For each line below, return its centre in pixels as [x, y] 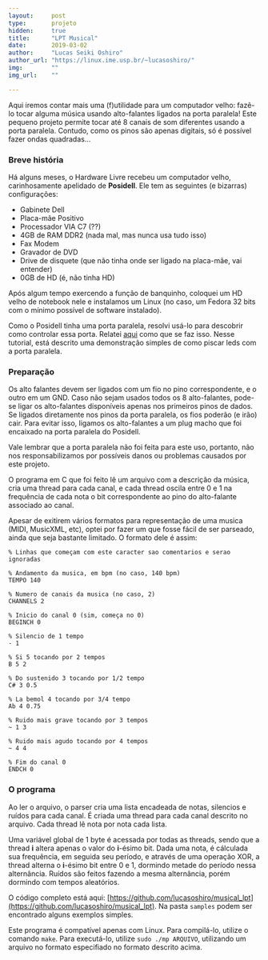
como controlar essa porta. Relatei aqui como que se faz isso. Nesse [122, 334]
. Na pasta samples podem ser [204, 906]
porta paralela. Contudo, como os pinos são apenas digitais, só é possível [130, 130]
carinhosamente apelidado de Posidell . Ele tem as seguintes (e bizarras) [128, 186]
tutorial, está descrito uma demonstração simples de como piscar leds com [132, 342]
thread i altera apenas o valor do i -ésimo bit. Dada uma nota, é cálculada [128, 848]
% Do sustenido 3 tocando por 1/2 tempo [77, 678]
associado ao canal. [41, 506]
